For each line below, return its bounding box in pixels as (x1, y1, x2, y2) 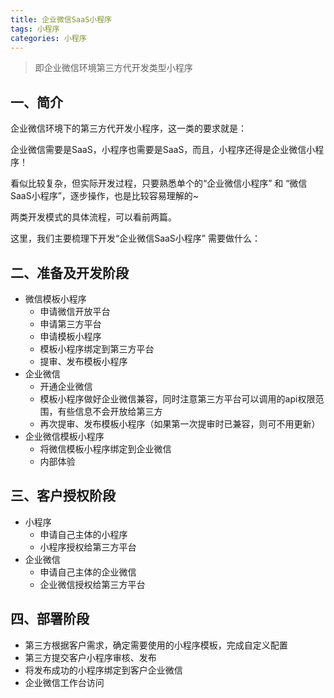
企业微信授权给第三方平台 (39, 578, 146, 590)
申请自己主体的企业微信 (39, 566, 137, 578)
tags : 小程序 (10, 24, 60, 34)
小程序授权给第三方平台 (39, 541, 137, 553)
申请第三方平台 (39, 318, 102, 330)
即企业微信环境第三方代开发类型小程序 (34, 62, 193, 74)
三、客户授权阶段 (10, 487, 116, 505)
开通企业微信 (39, 381, 93, 392)
